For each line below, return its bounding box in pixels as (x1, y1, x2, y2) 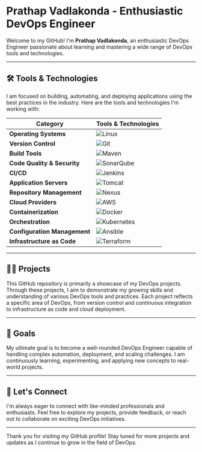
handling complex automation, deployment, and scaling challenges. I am (6, 350, 185, 358)
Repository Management (9, 188, 82, 197)
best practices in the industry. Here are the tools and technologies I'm (6, 99, 179, 106)
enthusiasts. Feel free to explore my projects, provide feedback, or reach (6, 409, 186, 416)
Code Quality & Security (9, 159, 80, 167)
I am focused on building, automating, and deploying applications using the (6, 92, 192, 100)
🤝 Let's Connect (6, 386, 67, 397)
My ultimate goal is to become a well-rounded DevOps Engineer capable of (6, 344, 193, 352)
